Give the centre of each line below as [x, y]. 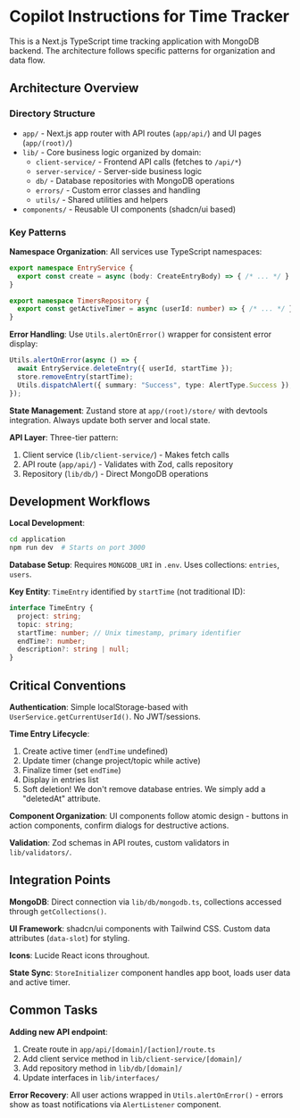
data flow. [28, 60]
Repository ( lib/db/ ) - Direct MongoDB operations [115, 473]
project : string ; [50, 616]
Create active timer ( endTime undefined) [95, 751]
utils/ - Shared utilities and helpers [102, 199]
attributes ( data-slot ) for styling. [70, 938]
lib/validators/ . [41, 852]
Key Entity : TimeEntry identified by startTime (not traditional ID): [127, 592]
